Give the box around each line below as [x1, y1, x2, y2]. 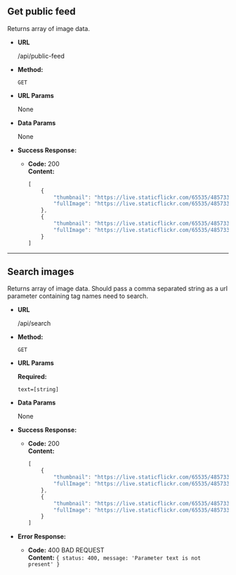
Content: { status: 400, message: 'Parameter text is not [27, 553, 202, 562]
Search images [7, 266, 74, 278]
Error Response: [17, 532, 67, 541]
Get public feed [7, 6, 76, 18]
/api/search [17, 319, 51, 328]
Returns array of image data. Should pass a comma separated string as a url [7, 285, 228, 293]
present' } [27, 561, 60, 568]
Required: [17, 373, 47, 381]
